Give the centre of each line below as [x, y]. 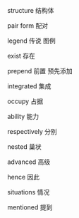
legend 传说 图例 [32, 41]
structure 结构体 [31, 10]
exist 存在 [21, 56]
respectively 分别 [32, 131]
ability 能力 [23, 116]
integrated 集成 [29, 86]
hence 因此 [24, 177]
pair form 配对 [28, 26]
